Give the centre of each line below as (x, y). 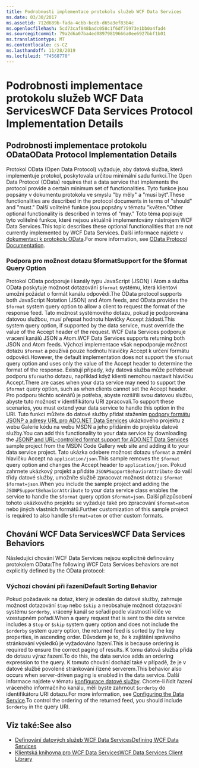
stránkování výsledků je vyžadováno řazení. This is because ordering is (93, 643)
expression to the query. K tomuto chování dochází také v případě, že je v (96, 662)
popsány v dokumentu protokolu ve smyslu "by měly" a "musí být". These (96, 194)
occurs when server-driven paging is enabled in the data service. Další (93, 675)
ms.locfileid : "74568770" (38, 56)
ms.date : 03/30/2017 (32, 17)
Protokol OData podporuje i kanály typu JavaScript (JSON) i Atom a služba (97, 281)
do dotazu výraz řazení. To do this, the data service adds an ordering (90, 656)
